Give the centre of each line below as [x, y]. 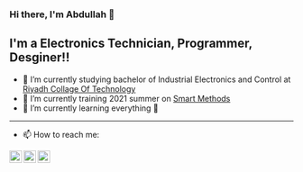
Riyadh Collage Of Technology [79, 88]
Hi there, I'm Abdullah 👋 [62, 14]
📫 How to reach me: [61, 134]
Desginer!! [40, 58]
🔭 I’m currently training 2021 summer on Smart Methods [126, 98]
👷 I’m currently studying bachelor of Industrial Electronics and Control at [156, 79]
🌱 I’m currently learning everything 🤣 [91, 108]
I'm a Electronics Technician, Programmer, [131, 44]
